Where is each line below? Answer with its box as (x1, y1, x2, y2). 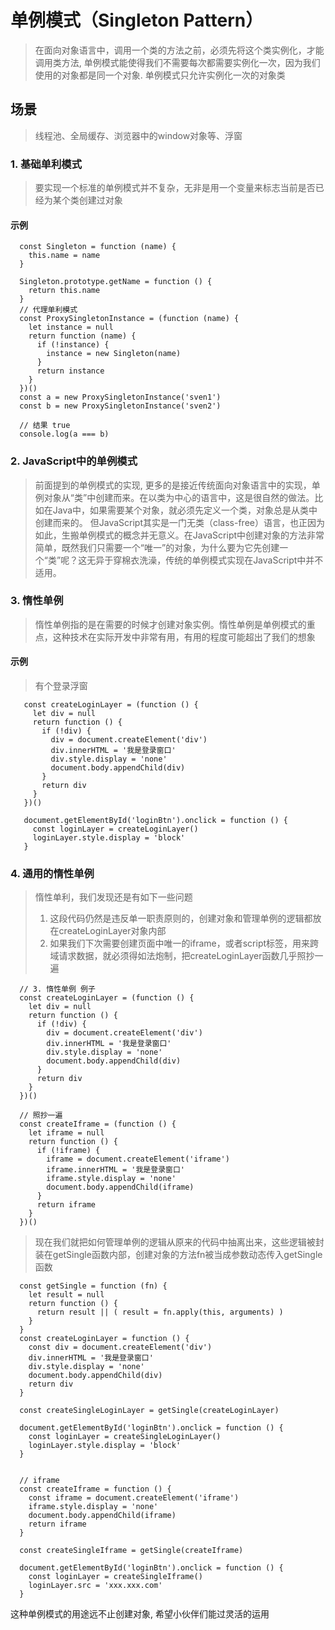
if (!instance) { (36, 340, 110, 350)
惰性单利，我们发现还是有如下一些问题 (34, 891, 193, 903)
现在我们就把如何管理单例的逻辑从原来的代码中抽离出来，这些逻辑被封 (34, 1236, 325, 1248)
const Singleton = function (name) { (19, 242, 177, 252)
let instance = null (28, 322, 114, 333)
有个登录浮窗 (34, 680, 88, 692)
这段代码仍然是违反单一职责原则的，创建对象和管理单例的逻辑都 (49, 912, 313, 925)
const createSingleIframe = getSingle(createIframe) (19, 1546, 244, 1556)
